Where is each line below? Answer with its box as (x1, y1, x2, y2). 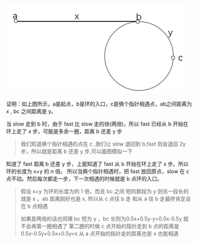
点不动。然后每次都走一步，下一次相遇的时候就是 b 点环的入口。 (6, 175, 163, 182)
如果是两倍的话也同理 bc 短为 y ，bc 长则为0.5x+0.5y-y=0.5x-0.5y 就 (20, 215, 189, 222)
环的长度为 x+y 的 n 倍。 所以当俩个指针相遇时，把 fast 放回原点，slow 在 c (6, 168, 190, 175)
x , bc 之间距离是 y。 (6, 108, 57, 114)
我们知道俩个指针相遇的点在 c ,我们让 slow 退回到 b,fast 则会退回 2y (20, 140, 186, 147)
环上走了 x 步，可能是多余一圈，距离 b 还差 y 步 (6, 128, 122, 135)
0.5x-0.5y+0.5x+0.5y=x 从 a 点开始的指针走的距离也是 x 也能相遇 (20, 230, 179, 237)
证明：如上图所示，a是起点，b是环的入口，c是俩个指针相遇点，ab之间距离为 (6, 100, 192, 107)
